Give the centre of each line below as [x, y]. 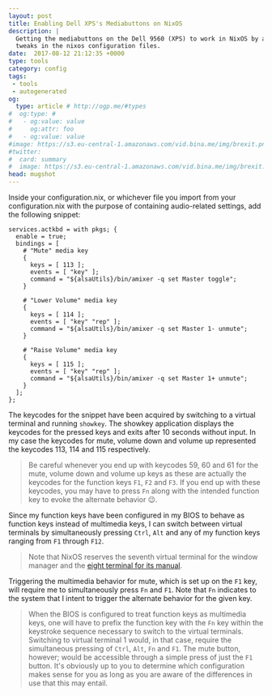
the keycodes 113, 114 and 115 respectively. [80, 449]
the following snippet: [45, 215]
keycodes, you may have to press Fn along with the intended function [144, 491]
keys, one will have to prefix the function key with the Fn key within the [146, 623]
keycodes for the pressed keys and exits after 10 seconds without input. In [132, 432]
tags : [17, 76]
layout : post [30, 16]
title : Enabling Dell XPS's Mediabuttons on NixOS [96, 24]
